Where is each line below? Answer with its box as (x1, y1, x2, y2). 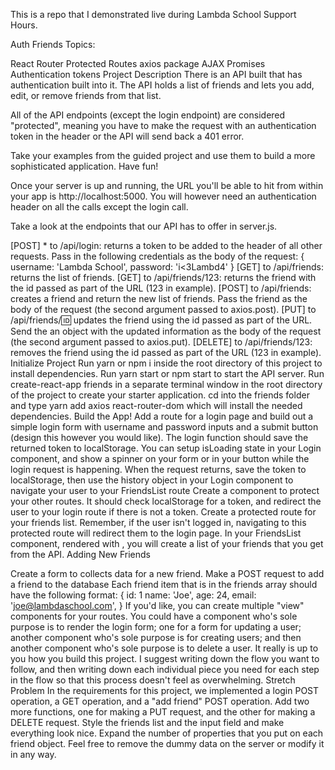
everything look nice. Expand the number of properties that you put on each (10, 727, 324, 739)
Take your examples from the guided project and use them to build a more (10, 150, 316, 161)
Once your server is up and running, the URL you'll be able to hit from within (10, 180, 324, 191)
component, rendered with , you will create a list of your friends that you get (10, 538, 324, 549)
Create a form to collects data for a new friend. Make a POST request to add (10, 568, 325, 579)
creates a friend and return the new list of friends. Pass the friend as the (10, 293, 308, 304)
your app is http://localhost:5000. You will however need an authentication (10, 190, 317, 202)
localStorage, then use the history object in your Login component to (10, 474, 294, 486)
